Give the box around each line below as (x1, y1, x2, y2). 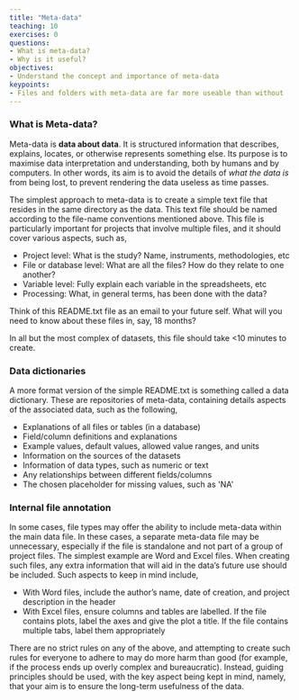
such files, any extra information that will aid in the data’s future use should (9, 560, 287, 571)
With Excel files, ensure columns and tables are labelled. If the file (22, 606, 267, 617)
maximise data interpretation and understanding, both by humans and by (9, 157, 279, 168)
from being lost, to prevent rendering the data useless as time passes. (9, 176, 269, 187)
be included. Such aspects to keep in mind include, (9, 570, 199, 580)
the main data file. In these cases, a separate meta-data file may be (9, 532, 259, 543)
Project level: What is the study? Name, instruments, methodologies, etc (22, 249, 290, 261)
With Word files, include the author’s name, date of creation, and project (22, 587, 290, 598)
